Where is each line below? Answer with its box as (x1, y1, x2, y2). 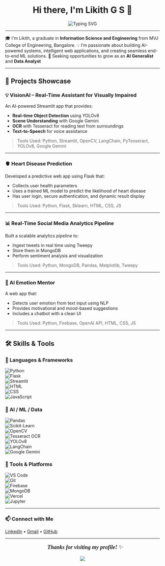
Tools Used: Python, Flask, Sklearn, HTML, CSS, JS (17, 203, 121, 209)
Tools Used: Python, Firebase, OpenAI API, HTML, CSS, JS (17, 320, 136, 326)
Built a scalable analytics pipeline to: (5, 233, 79, 239)
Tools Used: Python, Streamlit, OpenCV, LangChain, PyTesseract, (17, 138, 149, 144)
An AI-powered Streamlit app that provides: (5, 103, 93, 109)
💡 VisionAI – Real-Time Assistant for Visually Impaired (5, 92, 137, 99)
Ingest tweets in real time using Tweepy (12, 242, 93, 248)
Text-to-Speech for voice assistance (12, 128, 87, 134)
